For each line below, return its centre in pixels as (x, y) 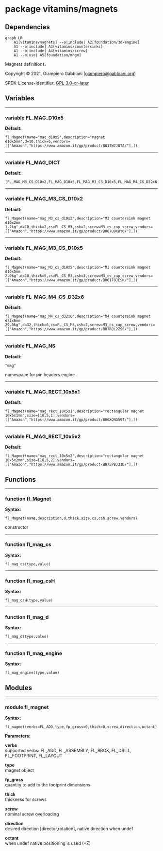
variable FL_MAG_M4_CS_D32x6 (45, 297)
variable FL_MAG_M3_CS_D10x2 (44, 199)
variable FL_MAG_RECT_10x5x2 (43, 436)
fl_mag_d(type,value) (27, 637)
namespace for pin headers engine (40, 374)
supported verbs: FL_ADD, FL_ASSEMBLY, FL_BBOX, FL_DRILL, (68, 750)
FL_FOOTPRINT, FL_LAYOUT (34, 756)
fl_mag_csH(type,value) (29, 600)
